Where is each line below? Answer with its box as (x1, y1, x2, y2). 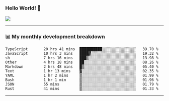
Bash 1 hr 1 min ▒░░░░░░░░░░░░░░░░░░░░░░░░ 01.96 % (5, 77, 158, 82)
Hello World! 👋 (5, 5, 41, 12)
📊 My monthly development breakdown (5, 33, 105, 40)
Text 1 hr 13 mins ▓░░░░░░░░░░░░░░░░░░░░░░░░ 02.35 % (5, 68, 158, 73)
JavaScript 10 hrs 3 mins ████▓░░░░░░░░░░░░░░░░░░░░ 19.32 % (5, 51, 158, 56)
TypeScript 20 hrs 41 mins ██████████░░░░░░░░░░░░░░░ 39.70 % (5, 46, 158, 52)
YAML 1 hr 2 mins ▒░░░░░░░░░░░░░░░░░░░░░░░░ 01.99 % (5, 73, 158, 78)
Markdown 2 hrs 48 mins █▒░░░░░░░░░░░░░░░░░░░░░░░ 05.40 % (5, 64, 158, 69)
